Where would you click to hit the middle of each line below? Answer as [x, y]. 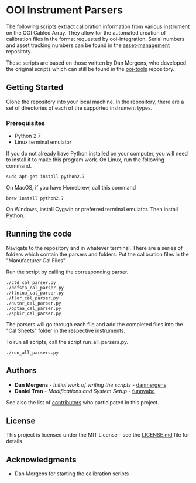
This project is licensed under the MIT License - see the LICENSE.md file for [98, 435]
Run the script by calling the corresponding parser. [67, 272]
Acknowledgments [42, 459]
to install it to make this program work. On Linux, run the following [85, 160]
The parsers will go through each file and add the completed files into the [94, 324]
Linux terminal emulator [43, 142]
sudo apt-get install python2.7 [45, 177]
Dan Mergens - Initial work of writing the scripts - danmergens [90, 384]
